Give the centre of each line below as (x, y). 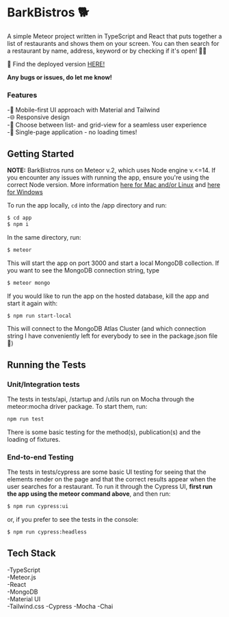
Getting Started (41, 154)
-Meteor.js (22, 577)
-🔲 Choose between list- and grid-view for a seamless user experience (107, 125)
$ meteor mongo (29, 283)
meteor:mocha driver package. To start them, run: (77, 407)
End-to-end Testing (40, 457)
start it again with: (32, 303)
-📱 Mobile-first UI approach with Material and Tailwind (83, 110)
